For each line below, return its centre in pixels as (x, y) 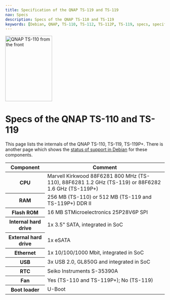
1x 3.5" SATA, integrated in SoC (85, 224)
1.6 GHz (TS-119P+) (73, 189)
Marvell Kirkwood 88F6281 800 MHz (92, 176)
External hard (25, 237)
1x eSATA (59, 240)
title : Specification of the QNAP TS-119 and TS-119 (62, 10)
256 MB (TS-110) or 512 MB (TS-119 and (99, 197)
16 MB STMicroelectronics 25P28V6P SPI (98, 212)
